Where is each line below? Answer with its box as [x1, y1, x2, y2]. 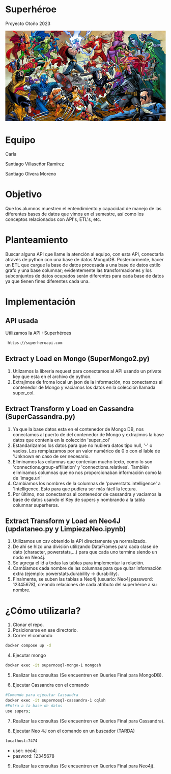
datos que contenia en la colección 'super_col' [12, 437, 110, 443]
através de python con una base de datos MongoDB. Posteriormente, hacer [5, 257, 164, 263]
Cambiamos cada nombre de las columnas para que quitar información [12, 565, 162, 571]
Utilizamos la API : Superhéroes [5, 330, 72, 336]
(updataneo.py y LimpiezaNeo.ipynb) [5, 525, 126, 534]
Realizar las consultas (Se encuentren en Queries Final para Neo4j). [12, 763, 155, 769]
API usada [5, 316, 38, 325]
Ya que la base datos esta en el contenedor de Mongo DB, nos [12, 426, 144, 432]
